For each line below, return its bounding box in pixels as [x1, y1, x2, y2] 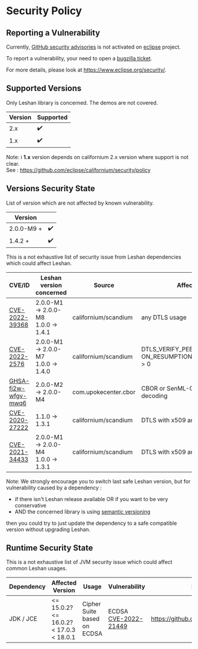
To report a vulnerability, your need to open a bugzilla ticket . [6, 55, 152, 62]
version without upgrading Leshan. [6, 525, 91, 533]
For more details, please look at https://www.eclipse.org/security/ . [6, 66, 167, 73]
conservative [14, 502, 47, 509]
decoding [141, 392, 168, 400]
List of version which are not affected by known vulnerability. [6, 199, 154, 206]
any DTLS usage [141, 313, 187, 321]
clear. [6, 160, 19, 167]
